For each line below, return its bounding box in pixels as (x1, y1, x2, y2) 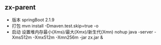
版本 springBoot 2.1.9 (11, 16, 55, 23)
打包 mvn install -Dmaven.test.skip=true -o (11, 23, 99, 29)
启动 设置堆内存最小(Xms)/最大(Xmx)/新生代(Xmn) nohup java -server (11, 29, 154, 35)
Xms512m (11, 34, 32, 40)
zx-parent (4, 3, 36, 12)
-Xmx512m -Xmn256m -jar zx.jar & (32, 34, 103, 40)
